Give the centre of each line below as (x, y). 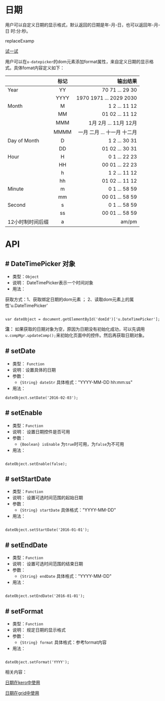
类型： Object (25, 276)
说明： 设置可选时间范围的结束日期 (47, 564)
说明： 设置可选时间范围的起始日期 (47, 498)
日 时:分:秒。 (18, 31)
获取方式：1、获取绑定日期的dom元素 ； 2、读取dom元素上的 (67, 299)
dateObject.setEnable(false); (36, 464)
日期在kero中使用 (23, 682)
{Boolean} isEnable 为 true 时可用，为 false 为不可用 (72, 444)
